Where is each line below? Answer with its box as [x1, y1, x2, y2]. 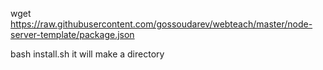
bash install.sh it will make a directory [10, 48, 165, 60]
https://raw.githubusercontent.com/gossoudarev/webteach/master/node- [10, 18, 313, 30]
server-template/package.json [10, 29, 135, 40]
